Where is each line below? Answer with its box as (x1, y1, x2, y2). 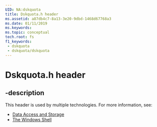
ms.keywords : (5, 25, 32, 30)
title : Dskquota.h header (5, 12, 58, 17)
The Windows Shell (12, 116, 52, 123)
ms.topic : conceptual (5, 30, 50, 35)
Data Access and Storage (12, 111, 65, 117)
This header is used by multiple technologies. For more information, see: (5, 102, 153, 108)
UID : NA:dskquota (5, 7, 41, 12)
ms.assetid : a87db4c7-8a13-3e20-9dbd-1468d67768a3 (5, 16, 112, 21)
